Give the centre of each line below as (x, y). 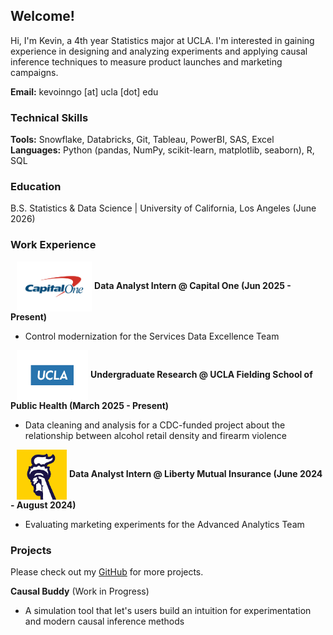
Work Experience (53, 245)
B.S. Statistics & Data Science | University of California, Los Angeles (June (163, 208)
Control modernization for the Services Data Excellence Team (152, 336)
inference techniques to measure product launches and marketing (146, 61)
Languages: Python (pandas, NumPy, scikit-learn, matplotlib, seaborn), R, (162, 150)
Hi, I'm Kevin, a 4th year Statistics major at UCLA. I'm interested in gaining (162, 40)
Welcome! (42, 16)
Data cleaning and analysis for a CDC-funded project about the (155, 425)
